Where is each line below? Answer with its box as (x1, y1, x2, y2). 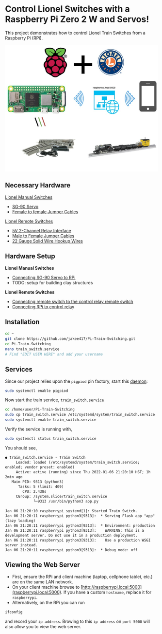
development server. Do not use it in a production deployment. (5, 533, 138, 538)
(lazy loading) (5, 518, 36, 523)
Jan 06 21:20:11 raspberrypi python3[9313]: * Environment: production (5, 523, 155, 528)
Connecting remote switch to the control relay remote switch (12, 298, 133, 304)
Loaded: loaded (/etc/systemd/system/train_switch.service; (16, 460, 140, 465)
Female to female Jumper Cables (12, 208, 79, 215)
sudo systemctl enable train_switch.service (5, 417, 97, 422)
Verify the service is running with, (5, 426, 72, 432)
